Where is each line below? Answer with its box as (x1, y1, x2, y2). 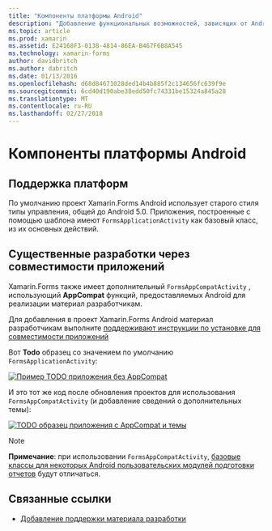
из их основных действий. (8, 224, 100, 233)
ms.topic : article (8, 27, 70, 35)
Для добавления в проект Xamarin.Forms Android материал (8, 314, 214, 324)
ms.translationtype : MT (8, 95, 89, 103)
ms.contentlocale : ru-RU (8, 102, 92, 110)
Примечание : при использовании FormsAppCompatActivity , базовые (8, 451, 241, 461)
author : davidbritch (8, 57, 79, 66)
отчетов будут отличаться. (8, 469, 101, 478)
